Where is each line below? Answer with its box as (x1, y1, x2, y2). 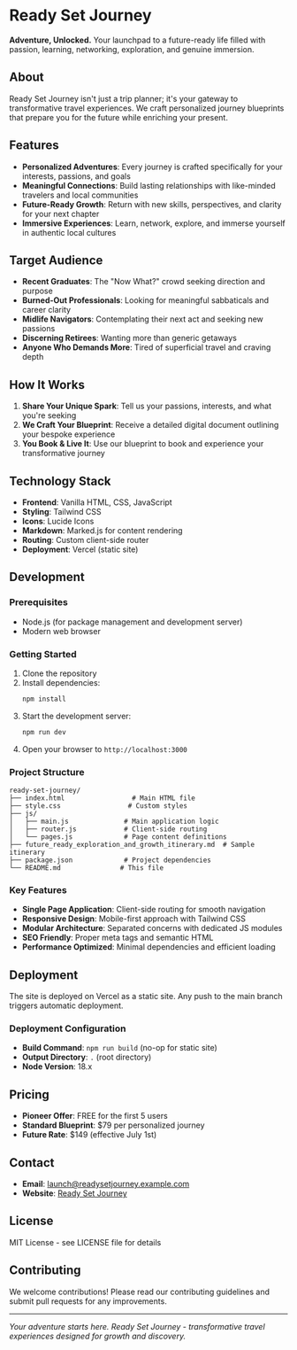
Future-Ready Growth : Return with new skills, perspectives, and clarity (21, 198, 282, 209)
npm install (21, 694, 66, 703)
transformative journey (21, 448, 106, 459)
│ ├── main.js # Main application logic (9, 817, 219, 826)
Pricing (9, 1087, 50, 1102)
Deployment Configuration (9, 1022, 126, 1035)
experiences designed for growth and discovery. (9, 1331, 187, 1341)
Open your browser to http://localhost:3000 (21, 743, 188, 754)
